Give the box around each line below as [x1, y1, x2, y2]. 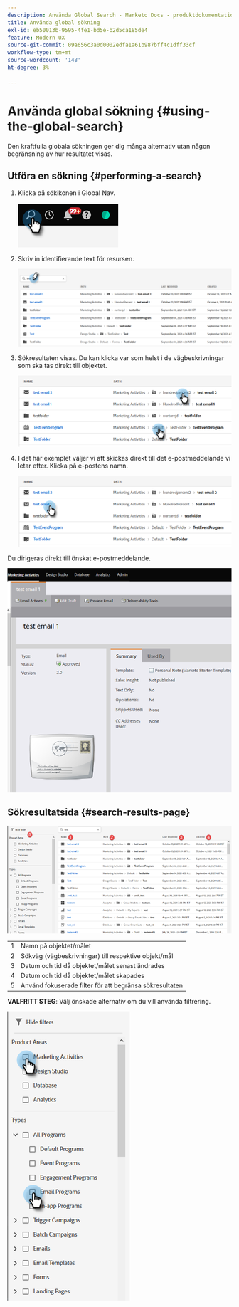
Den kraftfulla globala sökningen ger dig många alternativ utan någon [7, 142, 211, 150]
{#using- [156, 103, 211, 119]
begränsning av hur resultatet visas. [7, 149, 112, 158]
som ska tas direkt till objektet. [17, 361, 107, 369]
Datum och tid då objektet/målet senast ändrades [21, 961, 165, 970]
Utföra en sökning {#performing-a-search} [7, 169, 202, 182]
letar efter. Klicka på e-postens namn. [17, 461, 128, 470]
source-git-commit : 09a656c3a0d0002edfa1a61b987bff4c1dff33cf [7, 41, 196, 49]
